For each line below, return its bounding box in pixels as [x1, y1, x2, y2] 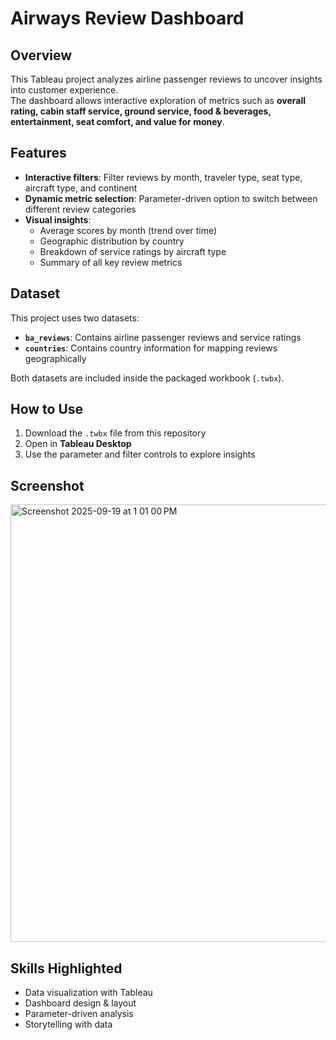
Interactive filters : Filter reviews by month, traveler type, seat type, [24, 171, 303, 183]
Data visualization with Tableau [24, 987, 153, 999]
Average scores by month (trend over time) [39, 224, 218, 236]
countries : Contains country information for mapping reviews [24, 342, 278, 354]
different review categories [24, 203, 137, 215]
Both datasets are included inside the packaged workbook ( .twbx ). [10, 372, 285, 384]
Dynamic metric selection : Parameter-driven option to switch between [24, 192, 318, 204]
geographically [24, 352, 87, 364]
